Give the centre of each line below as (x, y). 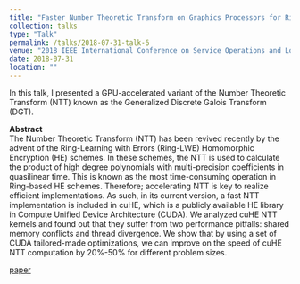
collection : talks (43, 26)
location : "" (33, 68)
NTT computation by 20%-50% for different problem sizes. (118, 252)
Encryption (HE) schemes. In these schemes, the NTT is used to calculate (145, 157)
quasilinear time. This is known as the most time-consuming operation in (143, 176)
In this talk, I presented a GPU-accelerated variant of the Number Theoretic (148, 92)
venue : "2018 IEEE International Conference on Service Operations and (145, 51)
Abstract (26, 129)
